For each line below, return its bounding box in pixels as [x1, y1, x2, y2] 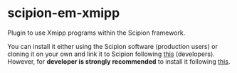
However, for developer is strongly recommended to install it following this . [7, 57, 231, 65]
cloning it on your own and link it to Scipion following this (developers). [7, 50, 215, 58]
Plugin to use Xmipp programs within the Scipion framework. [7, 28, 186, 37]
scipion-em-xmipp [7, 5, 120, 21]
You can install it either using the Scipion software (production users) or [7, 42, 218, 50]
